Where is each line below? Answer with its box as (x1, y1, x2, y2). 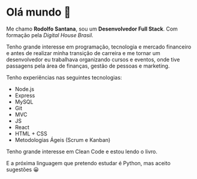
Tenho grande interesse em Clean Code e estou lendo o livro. (6, 148, 157, 155)
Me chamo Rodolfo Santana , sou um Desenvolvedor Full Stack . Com (6, 25, 178, 32)
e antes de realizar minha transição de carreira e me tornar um (6, 49, 160, 56)
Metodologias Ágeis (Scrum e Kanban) (14, 136, 111, 143)
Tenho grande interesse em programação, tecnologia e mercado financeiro (6, 43, 192, 50)
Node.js (14, 85, 35, 92)
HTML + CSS (14, 130, 48, 137)
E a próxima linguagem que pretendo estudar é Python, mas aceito (6, 159, 171, 166)
